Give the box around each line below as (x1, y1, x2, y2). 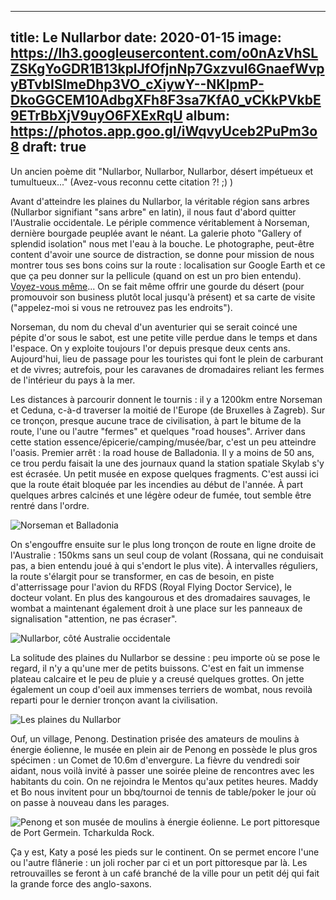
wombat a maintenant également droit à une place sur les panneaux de (10, 602, 303, 614)
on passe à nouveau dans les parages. (10, 796, 170, 808)
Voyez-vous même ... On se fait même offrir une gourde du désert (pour (10, 280, 305, 292)
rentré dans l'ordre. (10, 499, 90, 511)
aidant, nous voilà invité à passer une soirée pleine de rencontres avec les (10, 764, 315, 776)
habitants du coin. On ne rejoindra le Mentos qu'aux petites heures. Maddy (10, 775, 319, 787)
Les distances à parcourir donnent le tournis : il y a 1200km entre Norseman (10, 393, 323, 405)
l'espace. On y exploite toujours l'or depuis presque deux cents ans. (10, 342, 291, 354)
